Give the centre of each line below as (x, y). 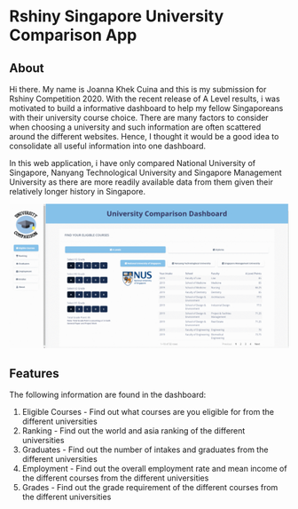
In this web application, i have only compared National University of (132, 163)
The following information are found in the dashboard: (108, 395)
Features (34, 374)
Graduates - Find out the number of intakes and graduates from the (145, 449)
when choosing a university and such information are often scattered (135, 127)
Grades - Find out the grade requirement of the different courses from (150, 488)
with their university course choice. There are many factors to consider (139, 118)
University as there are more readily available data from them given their (141, 182)
